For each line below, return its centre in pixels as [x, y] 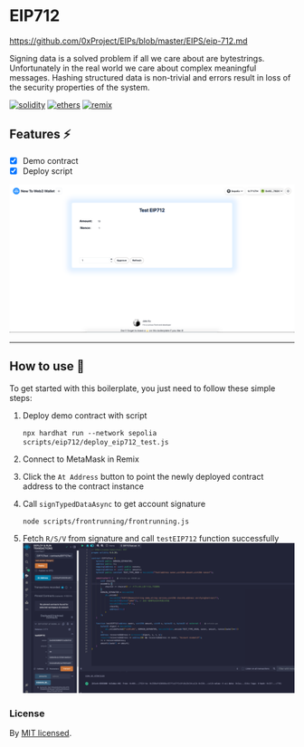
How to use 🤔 [47, 366]
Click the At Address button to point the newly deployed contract [143, 476]
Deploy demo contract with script [85, 415]
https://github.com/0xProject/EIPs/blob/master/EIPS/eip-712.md [128, 41]
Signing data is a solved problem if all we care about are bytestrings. [137, 58]
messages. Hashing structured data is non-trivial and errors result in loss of [150, 77]
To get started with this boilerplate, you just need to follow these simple [142, 388]
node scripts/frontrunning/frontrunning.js [106, 522]
